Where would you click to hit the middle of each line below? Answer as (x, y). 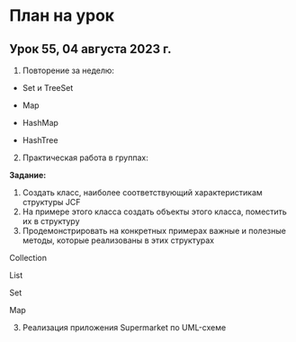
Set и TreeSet (48, 88)
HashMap (40, 123)
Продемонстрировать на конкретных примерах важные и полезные (154, 231)
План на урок (62, 16)
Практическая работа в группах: (85, 157)
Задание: (28, 175)
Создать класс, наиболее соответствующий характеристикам (142, 193)
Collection (28, 258)
